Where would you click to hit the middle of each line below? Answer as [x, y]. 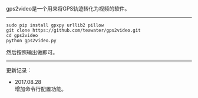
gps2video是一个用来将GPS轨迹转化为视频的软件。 [68, 9]
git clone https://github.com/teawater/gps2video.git [74, 31]
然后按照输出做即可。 [32, 52]
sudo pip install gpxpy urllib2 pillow [55, 25]
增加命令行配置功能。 [40, 89]
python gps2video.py [32, 40]
